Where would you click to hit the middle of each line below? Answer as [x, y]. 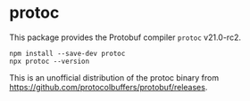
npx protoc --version [50, 61]
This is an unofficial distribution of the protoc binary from [114, 77]
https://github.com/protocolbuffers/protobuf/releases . [108, 87]
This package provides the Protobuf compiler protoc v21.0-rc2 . [125, 37]
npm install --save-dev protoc [67, 53]
